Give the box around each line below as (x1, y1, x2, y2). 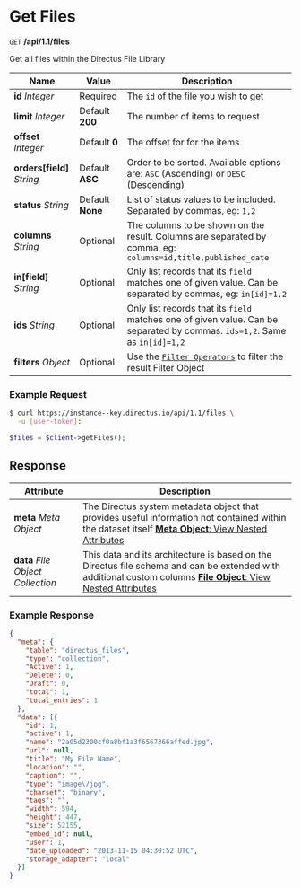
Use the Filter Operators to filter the (126, 350, 284, 363)
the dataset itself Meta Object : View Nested (82, 523, 267, 535)
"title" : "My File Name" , (25, 754, 123, 764)
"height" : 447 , (25, 813, 82, 822)
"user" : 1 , (25, 838, 66, 847)
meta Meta (13, 511, 61, 523)
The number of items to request (126, 110, 260, 122)
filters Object (13, 356, 70, 368)
